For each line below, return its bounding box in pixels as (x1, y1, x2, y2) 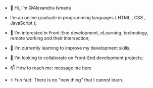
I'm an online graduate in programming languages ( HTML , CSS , (10, 15, 146, 20)
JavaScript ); (10, 20, 37, 26)
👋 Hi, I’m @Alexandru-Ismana (10, 5, 71, 11)
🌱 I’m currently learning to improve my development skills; (10, 45, 131, 51)
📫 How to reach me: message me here (10, 65, 92, 71)
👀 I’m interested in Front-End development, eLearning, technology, (10, 30, 148, 35)
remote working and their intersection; (10, 35, 90, 41)
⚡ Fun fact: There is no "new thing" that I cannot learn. (10, 77, 124, 83)
